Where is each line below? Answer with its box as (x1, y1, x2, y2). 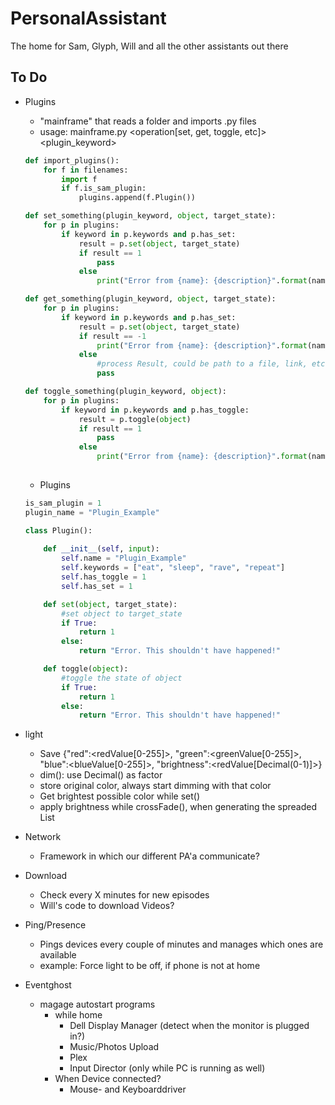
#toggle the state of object (61, 673, 183, 683)
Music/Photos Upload (69, 1041, 160, 1053)
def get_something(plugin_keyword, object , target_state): (24, 294, 277, 304)
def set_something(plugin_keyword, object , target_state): (24, 211, 277, 221)
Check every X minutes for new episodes (39, 889, 210, 901)
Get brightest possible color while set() (39, 790, 201, 802)
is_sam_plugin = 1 (24, 498, 102, 508)
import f (61, 174, 98, 184)
